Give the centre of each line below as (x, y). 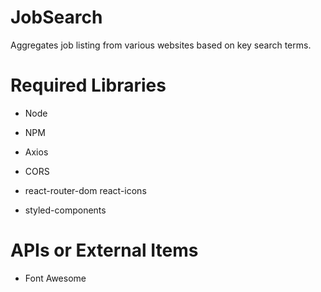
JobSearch (56, 17)
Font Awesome (55, 278)
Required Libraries (88, 85)
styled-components (65, 210)
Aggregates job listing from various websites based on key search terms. (161, 45)
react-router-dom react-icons (85, 190)
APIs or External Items (104, 250)
